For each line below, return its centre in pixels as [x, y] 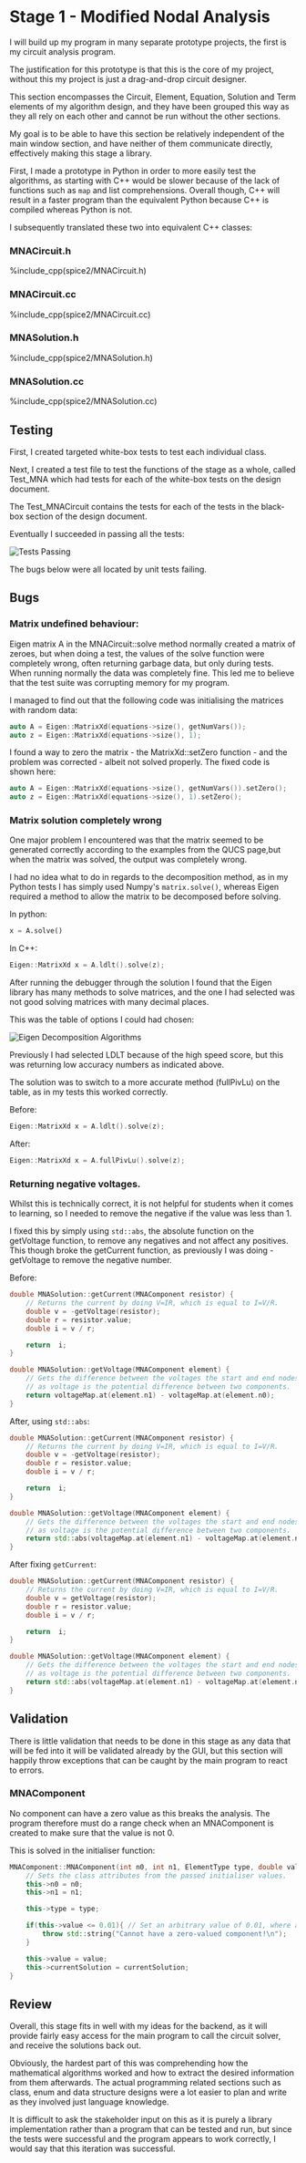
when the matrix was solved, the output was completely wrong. [128, 860]
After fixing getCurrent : [53, 1565]
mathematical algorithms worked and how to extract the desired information [152, 2073]
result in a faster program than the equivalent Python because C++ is [139, 200]
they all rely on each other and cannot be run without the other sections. [145, 116]
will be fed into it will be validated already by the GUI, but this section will [146, 1750]
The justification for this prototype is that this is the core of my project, [142, 69]
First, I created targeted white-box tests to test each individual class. [138, 451]
